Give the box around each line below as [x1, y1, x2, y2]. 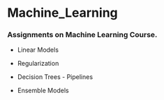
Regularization [17, 59, 59, 68]
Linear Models [17, 45, 59, 54]
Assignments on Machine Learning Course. [7, 30, 158, 40]
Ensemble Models [17, 86, 69, 95]
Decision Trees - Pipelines [17, 73, 93, 81]
